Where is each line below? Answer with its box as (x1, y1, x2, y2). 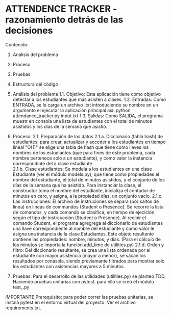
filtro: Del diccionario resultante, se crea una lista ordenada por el (12, 247, 151, 253)
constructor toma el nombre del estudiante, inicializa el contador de (12, 187, 155, 194)
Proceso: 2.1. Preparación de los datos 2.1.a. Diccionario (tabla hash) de (12, 133, 163, 139)
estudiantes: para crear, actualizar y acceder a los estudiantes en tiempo (12, 139, 166, 145)
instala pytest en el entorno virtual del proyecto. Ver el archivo (5, 299, 136, 305)
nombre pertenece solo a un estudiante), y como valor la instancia (12, 155, 152, 161)
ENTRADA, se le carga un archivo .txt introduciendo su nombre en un (12, 101, 158, 108)
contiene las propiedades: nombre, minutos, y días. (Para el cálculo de (12, 236, 161, 242)
